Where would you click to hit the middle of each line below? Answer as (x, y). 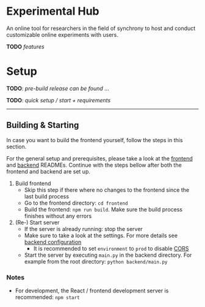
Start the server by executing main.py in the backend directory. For (108, 255)
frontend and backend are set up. (48, 171)
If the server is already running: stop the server (84, 229)
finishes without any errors (58, 216)
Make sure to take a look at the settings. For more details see (101, 235)
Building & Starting (43, 125)
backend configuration (53, 242)
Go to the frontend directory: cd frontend (76, 203)
